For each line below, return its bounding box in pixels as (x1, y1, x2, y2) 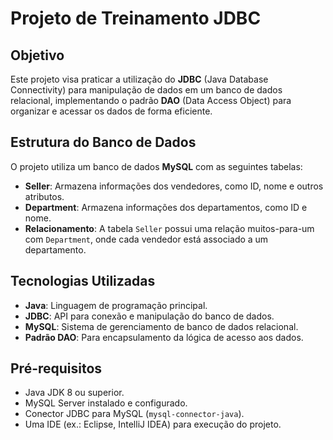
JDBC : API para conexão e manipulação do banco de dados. (24, 310, 275, 322)
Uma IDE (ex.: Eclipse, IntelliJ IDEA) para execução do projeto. (24, 418, 282, 431)
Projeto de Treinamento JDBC (10, 7, 262, 30)
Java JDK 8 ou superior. (24, 387, 125, 399)
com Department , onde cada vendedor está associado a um (24, 233, 269, 245)
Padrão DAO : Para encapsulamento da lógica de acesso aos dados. (24, 331, 304, 343)
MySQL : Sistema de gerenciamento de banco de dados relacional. (24, 320, 299, 332)
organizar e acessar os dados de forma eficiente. (10, 105, 213, 117)
